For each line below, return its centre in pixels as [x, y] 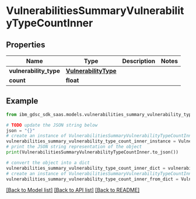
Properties [26, 45]
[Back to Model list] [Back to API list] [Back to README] [73, 190]
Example [22, 101]
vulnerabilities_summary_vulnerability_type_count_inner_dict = [86, 168]
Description [139, 61]
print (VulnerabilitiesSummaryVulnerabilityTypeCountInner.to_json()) [92, 152]
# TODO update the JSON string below [52, 125]
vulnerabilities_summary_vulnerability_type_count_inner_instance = [91, 141]
